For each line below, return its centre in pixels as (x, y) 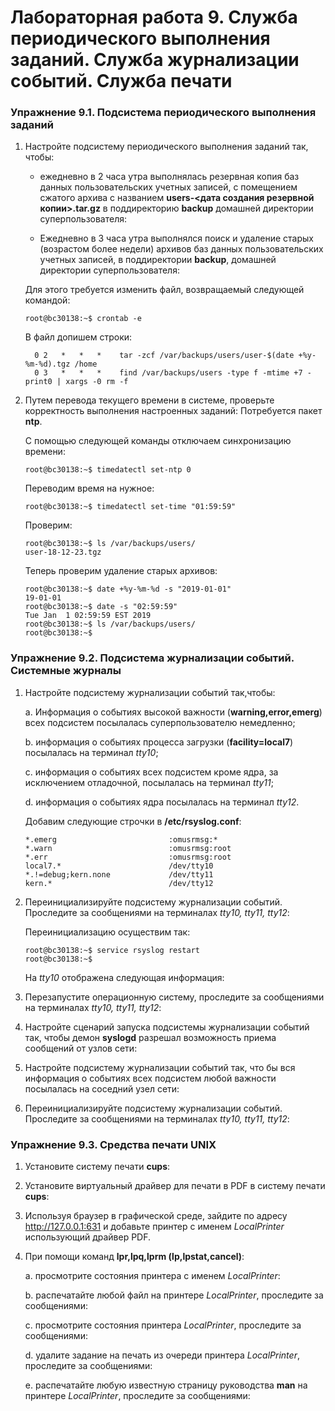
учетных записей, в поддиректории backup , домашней (158, 260)
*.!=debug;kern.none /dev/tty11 (119, 874)
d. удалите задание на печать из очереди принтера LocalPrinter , (162, 1355)
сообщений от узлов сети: (81, 1048)
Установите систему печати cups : (97, 1167)
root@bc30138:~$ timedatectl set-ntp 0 (108, 470)
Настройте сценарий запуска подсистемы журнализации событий (167, 1027)
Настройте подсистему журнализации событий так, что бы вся (160, 1067)
